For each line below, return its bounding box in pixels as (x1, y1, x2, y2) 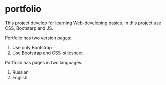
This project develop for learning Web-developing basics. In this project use (5, 20, 161, 26)
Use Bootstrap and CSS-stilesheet (12, 50, 83, 56)
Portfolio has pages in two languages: (5, 59, 83, 65)
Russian (12, 69, 29, 75)
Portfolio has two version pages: (5, 35, 72, 41)
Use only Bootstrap (12, 44, 52, 50)
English (12, 74, 28, 80)
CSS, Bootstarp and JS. (5, 25, 54, 31)
